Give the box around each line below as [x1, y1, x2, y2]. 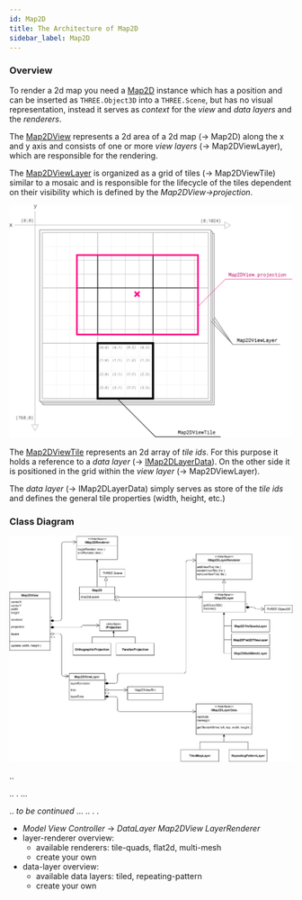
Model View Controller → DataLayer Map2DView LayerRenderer [22, 823, 261, 834]
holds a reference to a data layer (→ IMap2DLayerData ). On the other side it [9, 455, 290, 467]
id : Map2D [9, 14, 47, 23]
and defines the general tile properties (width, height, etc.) [9, 492, 226, 503]
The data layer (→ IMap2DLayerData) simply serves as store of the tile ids [9, 482, 284, 494]
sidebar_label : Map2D [9, 33, 91, 42]
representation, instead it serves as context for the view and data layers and [9, 103, 292, 114]
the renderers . [9, 113, 62, 124]
